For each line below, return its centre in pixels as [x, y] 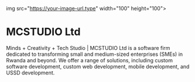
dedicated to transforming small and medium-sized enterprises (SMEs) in [95, 54]
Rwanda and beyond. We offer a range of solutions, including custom [89, 60]
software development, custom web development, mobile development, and [98, 66]
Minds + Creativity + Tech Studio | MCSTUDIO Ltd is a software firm [88, 48]
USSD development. [30, 73]
